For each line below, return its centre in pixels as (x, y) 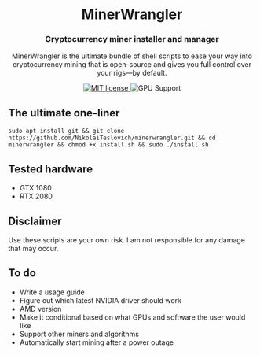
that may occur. (33, 248)
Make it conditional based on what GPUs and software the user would (132, 317)
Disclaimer (35, 221)
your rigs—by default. (132, 73)
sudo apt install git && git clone (66, 131)
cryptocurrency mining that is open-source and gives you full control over (132, 65)
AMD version (40, 309)
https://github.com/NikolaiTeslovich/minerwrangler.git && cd (112, 138)
